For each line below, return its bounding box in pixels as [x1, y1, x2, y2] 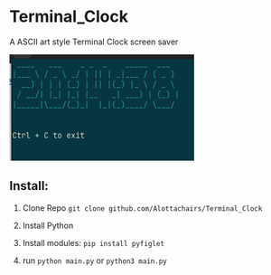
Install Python [22, 220, 74, 231]
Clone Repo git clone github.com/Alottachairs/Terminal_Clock [22, 202, 263, 213]
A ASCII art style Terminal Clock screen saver [9, 36, 179, 47]
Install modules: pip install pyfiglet [22, 237, 165, 248]
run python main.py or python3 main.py [22, 255, 167, 266]
